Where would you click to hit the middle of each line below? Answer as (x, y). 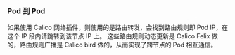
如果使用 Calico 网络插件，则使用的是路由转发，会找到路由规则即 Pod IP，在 (118, 28)
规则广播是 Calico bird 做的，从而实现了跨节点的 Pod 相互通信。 (124, 45)
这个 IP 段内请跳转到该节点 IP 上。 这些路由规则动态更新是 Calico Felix (109, 36)
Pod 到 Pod (26, 10)
